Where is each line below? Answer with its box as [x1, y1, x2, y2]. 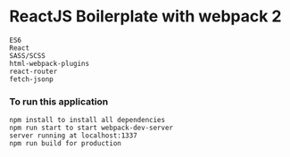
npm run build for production [9, 139, 122, 148]
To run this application [9, 95, 109, 108]
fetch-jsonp [9, 74, 54, 84]
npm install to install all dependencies [9, 116, 166, 125]
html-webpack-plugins [9, 59, 90, 68]
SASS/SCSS [9, 51, 46, 60]
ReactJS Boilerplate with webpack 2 [9, 6, 282, 27]
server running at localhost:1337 [9, 131, 138, 140]
